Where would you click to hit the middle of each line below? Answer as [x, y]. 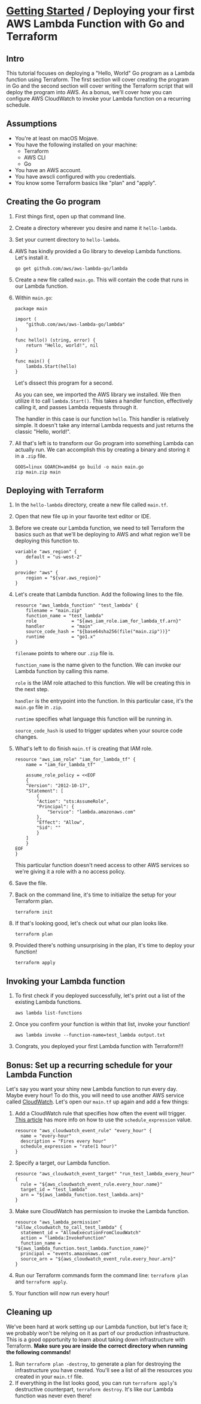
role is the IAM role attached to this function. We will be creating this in [103, 683]
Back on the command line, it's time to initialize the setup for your [95, 895]
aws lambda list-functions [48, 1013]
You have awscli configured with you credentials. [75, 176]
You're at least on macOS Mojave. [57, 138]
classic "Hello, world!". [42, 431]
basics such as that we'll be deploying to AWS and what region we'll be [103, 535]
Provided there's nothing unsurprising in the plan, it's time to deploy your [105, 946]
